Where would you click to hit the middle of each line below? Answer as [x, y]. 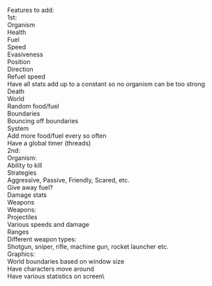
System [18, 128]
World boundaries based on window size [66, 261]
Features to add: [31, 10]
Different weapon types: [42, 239]
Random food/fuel [33, 106]
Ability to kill [25, 165]
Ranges [18, 232]
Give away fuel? [30, 188]
